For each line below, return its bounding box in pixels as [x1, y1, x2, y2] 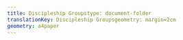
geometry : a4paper [7, 22, 60, 29]
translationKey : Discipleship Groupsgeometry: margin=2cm [7, 16, 176, 23]
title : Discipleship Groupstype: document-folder [7, 9, 152, 17]
